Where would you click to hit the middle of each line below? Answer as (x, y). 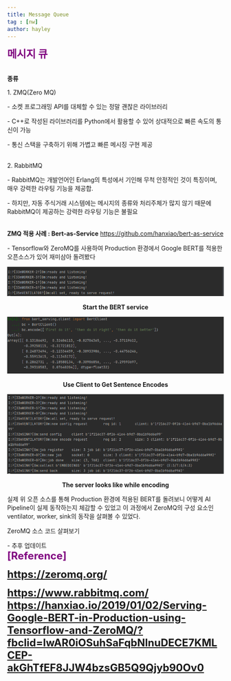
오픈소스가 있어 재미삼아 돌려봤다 (52, 257)
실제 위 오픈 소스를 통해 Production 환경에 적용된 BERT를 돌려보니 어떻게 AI (109, 499)
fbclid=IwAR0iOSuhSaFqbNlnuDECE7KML (112, 642)
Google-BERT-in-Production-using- (97, 618)
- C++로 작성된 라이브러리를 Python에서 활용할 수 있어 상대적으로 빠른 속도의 (111, 121)
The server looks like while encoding (115, 485)
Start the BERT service (115, 307)
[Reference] (37, 556)
